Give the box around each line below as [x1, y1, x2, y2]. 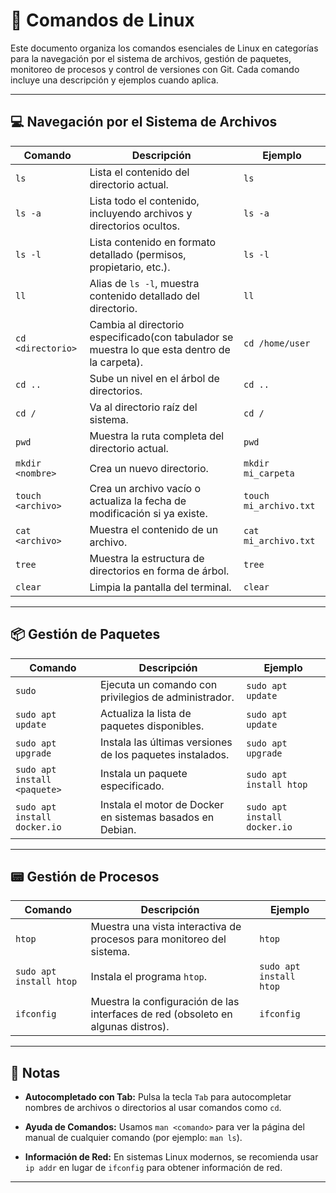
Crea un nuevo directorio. [89, 461, 209, 475]
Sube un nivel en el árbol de [89, 371, 220, 385]
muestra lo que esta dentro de [89, 342, 231, 356]
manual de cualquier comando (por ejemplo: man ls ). [24, 1132, 243, 1144]
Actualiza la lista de [99, 706, 192, 720]
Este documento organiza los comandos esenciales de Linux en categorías [10, 42, 319, 54]
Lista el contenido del [89, 165, 190, 179]
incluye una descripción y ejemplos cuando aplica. [10, 74, 219, 86]
